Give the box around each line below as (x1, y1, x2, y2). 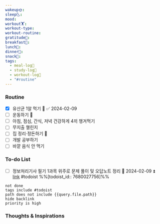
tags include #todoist (5, 187, 52, 192)
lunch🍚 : (5, 44, 21, 49)
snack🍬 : (5, 53, 21, 59)
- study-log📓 (9, 68, 37, 73)
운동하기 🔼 (12, 112, 33, 118)
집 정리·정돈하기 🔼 (12, 130, 48, 136)
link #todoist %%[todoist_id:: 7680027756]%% (12, 173, 110, 179)
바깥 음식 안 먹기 (12, 143, 45, 149)
